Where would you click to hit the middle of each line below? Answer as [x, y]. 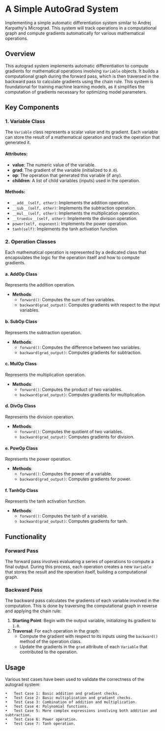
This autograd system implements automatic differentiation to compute [77, 65]
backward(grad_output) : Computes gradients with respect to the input [90, 305]
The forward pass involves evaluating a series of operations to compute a [80, 562]
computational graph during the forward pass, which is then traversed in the [82, 76]
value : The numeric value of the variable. [54, 165]
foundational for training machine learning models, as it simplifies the [75, 87]
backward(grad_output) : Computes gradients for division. [77, 437]
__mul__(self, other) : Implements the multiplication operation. [76, 213]
